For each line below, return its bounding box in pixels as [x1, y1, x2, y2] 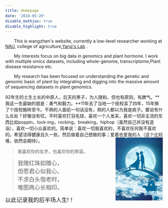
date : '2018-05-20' [5, 13, 46, 18]
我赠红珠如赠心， [17, 160, 63, 167]
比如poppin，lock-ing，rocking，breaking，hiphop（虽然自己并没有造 [9, 119, 154, 125]
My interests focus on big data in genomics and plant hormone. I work [14, 53, 158, 59]
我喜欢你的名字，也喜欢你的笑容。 [17, 149, 88, 155]
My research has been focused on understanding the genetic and [14, 73, 149, 79]
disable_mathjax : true [5, 18, 52, 23]
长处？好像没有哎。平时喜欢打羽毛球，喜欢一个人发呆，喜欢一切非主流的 [9, 113, 158, 119]
